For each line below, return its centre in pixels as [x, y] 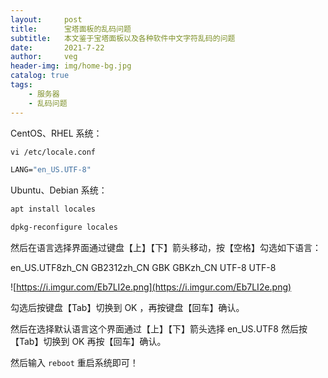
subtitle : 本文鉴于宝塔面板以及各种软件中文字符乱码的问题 [123, 38]
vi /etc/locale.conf [53, 152]
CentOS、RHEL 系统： [56, 133]
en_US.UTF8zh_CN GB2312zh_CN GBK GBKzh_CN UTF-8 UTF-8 [143, 267]
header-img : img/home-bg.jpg [71, 66]
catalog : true [40, 76]
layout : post [46, 19]
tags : [21, 85]
